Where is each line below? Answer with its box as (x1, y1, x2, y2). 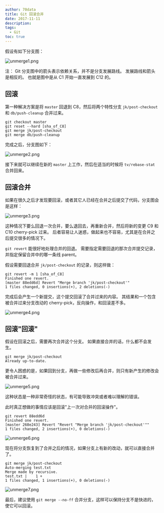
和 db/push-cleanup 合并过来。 (5, 110, 66, 116)
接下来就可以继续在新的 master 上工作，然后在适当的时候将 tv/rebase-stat (5, 161, 155, 167)
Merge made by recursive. (5, 470, 58, 474)
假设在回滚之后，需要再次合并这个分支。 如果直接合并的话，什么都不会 (5, 338, 147, 344)
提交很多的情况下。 (9, 235, 48, 241)
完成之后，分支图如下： (5, 141, 52, 147)
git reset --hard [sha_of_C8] (5, 124, 67, 129)
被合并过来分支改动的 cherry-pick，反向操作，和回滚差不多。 (5, 299, 128, 305)
